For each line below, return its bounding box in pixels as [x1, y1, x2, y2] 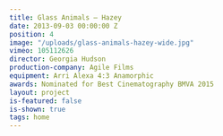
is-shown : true [9, 105, 66, 114]
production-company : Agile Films [9, 64, 134, 72]
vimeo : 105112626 [9, 47, 74, 55]
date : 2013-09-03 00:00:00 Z [9, 21, 118, 30]
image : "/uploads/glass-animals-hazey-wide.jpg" [9, 38, 194, 47]
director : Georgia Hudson [9, 55, 106, 64]
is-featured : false [9, 96, 82, 106]
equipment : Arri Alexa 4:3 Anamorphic [9, 72, 154, 81]
